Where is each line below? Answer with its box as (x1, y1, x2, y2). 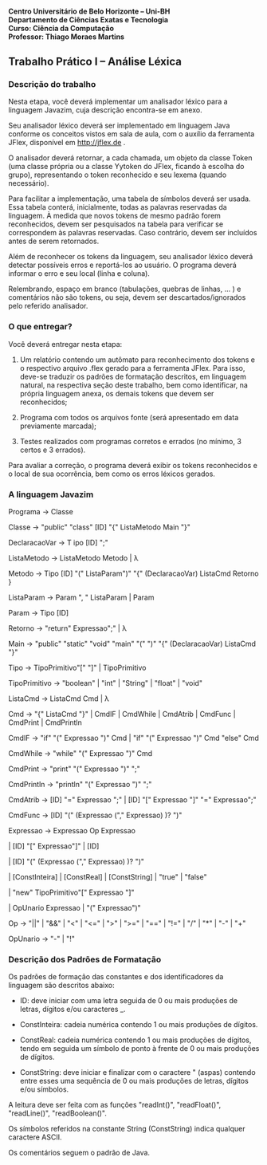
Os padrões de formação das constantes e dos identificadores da (8, 972, 224, 982)
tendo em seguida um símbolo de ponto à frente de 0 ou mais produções (19, 1044, 260, 1053)
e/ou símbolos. (19, 1084, 69, 1094)
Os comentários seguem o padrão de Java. (8, 1148, 150, 1158)
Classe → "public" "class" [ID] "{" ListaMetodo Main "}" (8, 522, 191, 532)
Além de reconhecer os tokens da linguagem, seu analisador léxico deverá (8, 252, 253, 262)
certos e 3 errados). (19, 445, 86, 455)
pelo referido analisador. (8, 301, 88, 311)
